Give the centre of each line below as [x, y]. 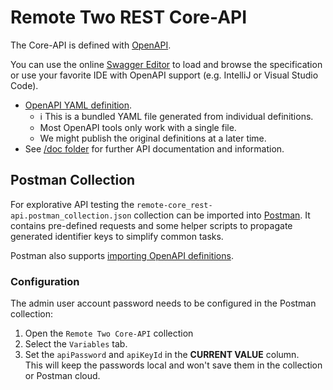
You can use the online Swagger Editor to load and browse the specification [166, 64]
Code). [24, 85]
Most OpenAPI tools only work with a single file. [138, 127]
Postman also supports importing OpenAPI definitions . [122, 255]
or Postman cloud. [62, 376]
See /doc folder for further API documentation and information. [154, 148]
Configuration [45, 281]
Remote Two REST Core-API [129, 17]
